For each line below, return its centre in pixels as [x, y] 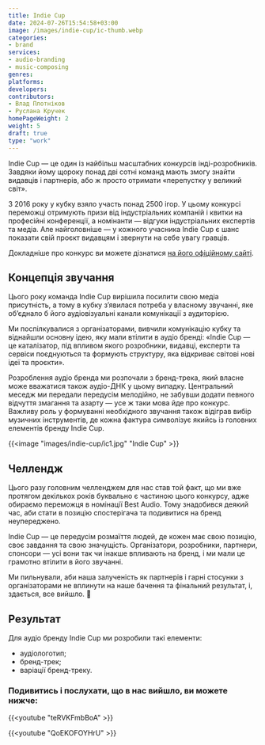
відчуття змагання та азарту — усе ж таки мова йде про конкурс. [119, 403]
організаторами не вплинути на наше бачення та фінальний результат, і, [131, 586]
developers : [28, 89]
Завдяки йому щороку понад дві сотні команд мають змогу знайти [122, 172]
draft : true [28, 133]
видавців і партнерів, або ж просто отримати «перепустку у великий [125, 180]
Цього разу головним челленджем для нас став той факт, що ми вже [125, 488]
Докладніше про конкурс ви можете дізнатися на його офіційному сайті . [131, 253]
